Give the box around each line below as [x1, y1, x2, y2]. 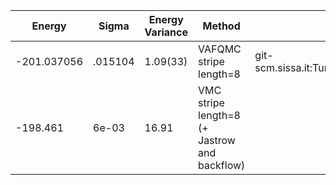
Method [202, 19, 241, 33]
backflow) [198, 159, 246, 172]
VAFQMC [198, 42, 242, 56]
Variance [144, 25, 188, 39]
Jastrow [198, 134, 236, 147]
